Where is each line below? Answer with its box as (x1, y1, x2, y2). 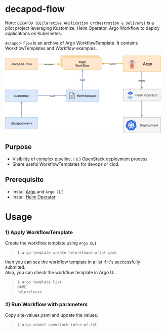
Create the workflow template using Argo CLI (5, 240, 97, 246)
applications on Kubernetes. (5, 30, 63, 36)
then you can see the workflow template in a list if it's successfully (5, 259, 141, 265)
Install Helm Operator (12, 194, 56, 200)
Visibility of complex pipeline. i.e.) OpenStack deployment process (12, 156, 148, 162)
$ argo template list (17, 280, 62, 285)
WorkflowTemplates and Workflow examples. (5, 45, 97, 51)
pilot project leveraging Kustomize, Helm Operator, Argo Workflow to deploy (5, 25, 160, 31)
